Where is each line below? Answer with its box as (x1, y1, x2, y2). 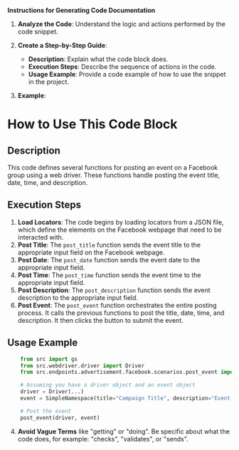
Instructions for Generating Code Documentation (7, 6, 156, 14)
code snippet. (17, 28, 58, 36)
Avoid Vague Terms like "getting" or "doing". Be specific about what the (17, 427, 230, 436)
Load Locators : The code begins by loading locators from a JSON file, (17, 218, 224, 226)
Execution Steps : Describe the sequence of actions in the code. (28, 63, 217, 70)
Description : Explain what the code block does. (28, 55, 169, 63)
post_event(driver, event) (20, 414, 100, 422)
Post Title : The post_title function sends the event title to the (17, 240, 201, 249)
